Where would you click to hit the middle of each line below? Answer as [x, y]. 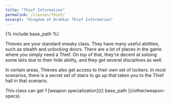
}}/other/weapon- [146, 91]
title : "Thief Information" [35, 10]
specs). [13, 96]
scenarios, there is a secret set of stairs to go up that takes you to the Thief [84, 75]
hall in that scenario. [27, 81]
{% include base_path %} [32, 34]
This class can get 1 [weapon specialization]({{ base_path [66, 91]
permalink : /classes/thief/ [35, 15]
